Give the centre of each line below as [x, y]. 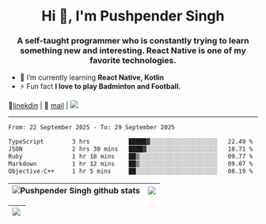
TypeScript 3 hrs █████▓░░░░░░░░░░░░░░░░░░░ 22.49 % [131, 142]
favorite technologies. [133, 61]
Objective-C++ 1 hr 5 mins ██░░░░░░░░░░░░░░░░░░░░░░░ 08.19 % [131, 171]
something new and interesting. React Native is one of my [133, 50]
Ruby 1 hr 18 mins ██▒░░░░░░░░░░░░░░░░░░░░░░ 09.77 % [131, 157]
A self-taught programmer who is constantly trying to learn [133, 41]
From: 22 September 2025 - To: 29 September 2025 [92, 128]
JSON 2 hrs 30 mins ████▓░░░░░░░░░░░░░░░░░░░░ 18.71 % [131, 149]
